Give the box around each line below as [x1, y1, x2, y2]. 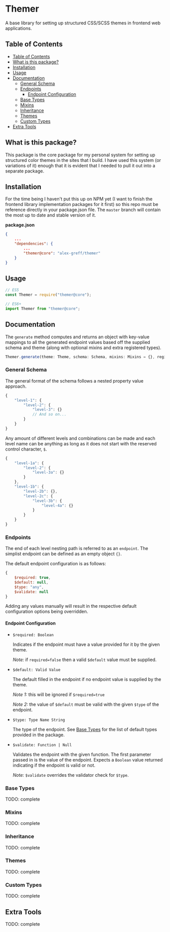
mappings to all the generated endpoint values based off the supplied [5, 339, 150, 345]
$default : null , [14, 579, 49, 585]
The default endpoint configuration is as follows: [5, 561, 106, 567]
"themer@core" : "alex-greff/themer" [23, 251, 101, 256]
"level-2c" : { [23, 493, 53, 499]
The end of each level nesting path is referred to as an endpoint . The [5, 545, 148, 551]
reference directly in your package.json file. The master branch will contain [5, 206, 161, 213]
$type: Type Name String [12, 717, 65, 722]
